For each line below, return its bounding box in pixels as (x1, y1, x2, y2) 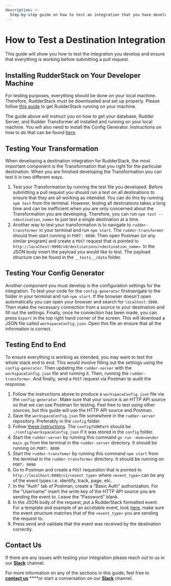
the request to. (12, 515, 44, 521)
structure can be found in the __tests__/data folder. (12, 254, 122, 260)
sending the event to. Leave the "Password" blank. (12, 493, 119, 499)
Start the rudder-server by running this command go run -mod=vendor (12, 434, 159, 440)
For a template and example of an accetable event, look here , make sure (12, 505, 164, 511)
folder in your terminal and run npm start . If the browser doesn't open (5, 293, 152, 299)
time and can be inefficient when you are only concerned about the (12, 206, 154, 212)
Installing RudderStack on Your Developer (5, 71, 141, 79)
